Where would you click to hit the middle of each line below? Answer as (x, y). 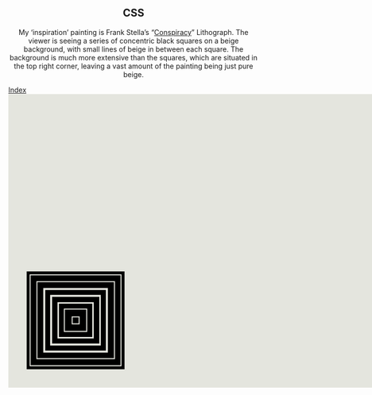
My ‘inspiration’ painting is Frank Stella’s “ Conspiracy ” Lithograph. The (134, 32)
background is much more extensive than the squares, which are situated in (134, 57)
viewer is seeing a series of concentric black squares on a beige (134, 41)
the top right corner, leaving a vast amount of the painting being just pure (134, 66)
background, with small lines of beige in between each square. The (134, 49)
